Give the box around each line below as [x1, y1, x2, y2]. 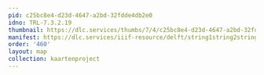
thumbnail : [8, 26, 44, 34]
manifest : [8, 33, 41, 41]
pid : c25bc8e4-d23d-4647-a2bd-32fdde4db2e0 [8, 11, 153, 20]
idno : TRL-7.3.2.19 [8, 19, 72, 27]
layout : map [8, 48, 47, 55]
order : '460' [8, 41, 51, 48]
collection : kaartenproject [8, 55, 101, 63]
